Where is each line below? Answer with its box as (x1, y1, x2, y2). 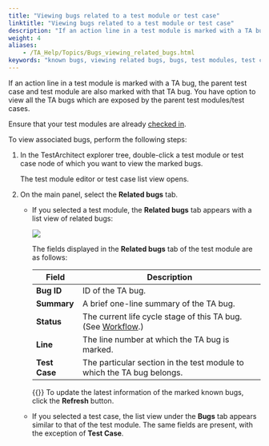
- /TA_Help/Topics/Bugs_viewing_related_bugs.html (22, 49, 195, 57)
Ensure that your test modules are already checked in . (8, 119, 187, 129)
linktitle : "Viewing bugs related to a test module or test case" (8, 19, 235, 27)
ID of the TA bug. (82, 285, 147, 296)
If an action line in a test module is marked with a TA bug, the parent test (8, 78, 247, 88)
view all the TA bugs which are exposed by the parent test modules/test (8, 95, 245, 105)
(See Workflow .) (82, 321, 144, 332)
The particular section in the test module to (82, 356, 244, 368)
